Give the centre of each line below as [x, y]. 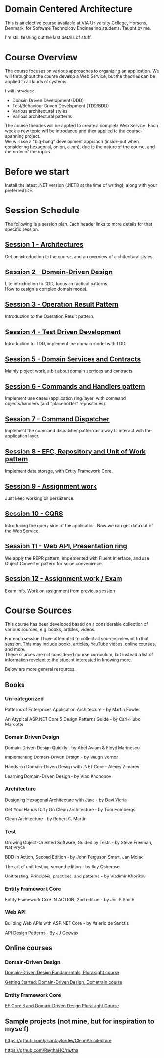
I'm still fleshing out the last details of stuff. [48, 37]
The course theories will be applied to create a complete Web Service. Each [82, 125]
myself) [17, 1029]
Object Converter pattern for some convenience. [54, 563]
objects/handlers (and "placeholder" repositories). [56, 403]
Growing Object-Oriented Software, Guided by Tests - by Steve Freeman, [79, 843]
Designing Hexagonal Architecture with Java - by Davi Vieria [66, 800]
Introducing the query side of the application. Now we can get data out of [79, 525]
